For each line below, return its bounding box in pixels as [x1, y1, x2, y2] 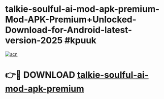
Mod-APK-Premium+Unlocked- [5, 14, 137, 25]
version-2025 [5, 35, 63, 46]
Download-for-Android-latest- [5, 25, 132, 35]
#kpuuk [64, 35, 97, 46]
